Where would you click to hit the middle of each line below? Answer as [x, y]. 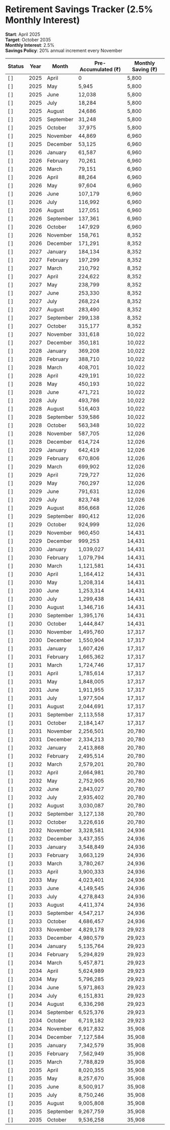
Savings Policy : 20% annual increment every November [64, 50]
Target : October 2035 [28, 40]
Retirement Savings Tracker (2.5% [79, 9]
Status [16, 66]
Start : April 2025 [23, 34]
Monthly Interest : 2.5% [30, 45]
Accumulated [96, 69]
